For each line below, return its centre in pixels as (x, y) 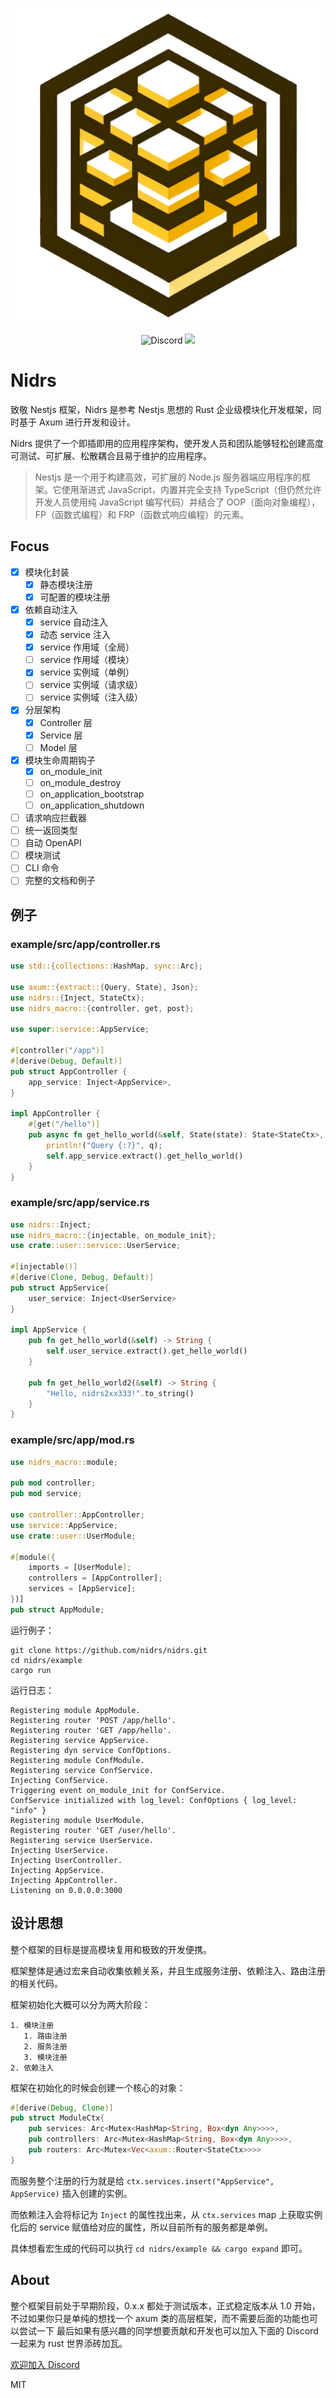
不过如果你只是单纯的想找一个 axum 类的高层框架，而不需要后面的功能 (155, 2318)
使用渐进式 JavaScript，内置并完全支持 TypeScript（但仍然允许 (191, 489)
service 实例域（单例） (87, 672)
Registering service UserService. (82, 1840)
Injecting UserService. (60, 1850)
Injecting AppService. (57, 1870)
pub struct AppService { (60, 1288)
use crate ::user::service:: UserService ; (96, 1246)
